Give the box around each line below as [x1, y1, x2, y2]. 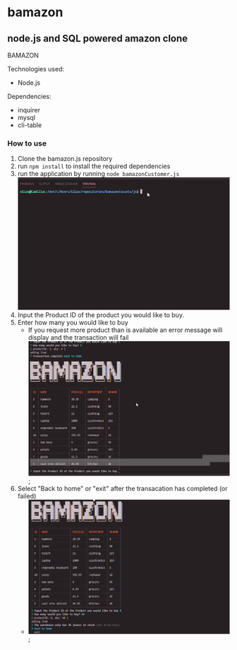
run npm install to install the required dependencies [17, 162, 171, 170]
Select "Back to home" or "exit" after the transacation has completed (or [17, 484, 228, 492]
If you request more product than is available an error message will [28, 326, 223, 334]
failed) [17, 492, 37, 500]
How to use [7, 138, 47, 148]
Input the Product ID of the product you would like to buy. [17, 311, 185, 319]
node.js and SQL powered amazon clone [7, 32, 188, 45]
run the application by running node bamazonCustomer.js [17, 170, 180, 178]
